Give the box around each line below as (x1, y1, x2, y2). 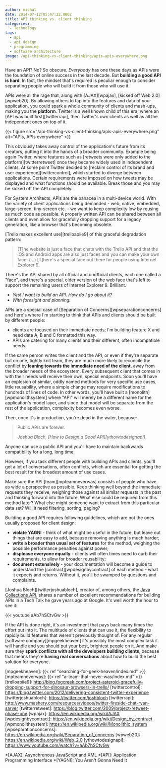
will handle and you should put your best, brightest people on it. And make (5, 643, 157, 649)
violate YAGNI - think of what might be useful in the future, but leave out (12, 530, 161, 536)
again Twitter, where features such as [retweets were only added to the (5, 154, 151, 160)
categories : (5, 21, 30, 26)
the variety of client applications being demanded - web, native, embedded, (5, 201, 160, 207)
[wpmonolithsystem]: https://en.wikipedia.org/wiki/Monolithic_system (5, 721, 147, 727)
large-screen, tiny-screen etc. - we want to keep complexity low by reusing (5, 206, 159, 212)
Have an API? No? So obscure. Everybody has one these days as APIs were (5, 67, 160, 73)
